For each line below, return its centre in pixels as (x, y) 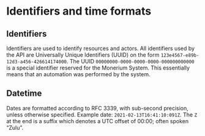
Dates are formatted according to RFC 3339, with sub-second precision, (97, 108)
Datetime (24, 94)
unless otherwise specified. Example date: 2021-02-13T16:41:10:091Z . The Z (102, 115)
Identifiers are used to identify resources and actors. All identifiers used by (100, 48)
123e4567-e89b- (180, 55)
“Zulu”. (15, 127)
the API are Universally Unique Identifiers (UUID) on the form (83, 55)
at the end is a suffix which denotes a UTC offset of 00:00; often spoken (97, 121)
